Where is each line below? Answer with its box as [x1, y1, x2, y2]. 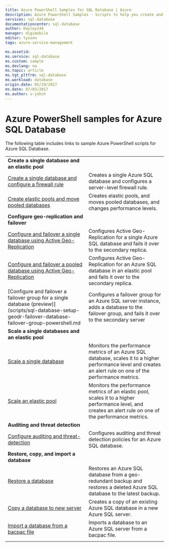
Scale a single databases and [8, 328, 79, 335]
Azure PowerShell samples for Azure [5, 113, 162, 124]
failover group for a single [8, 294, 69, 301]
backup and [114, 477, 142, 485]
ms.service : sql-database [5, 54, 59, 59]
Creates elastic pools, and [88, 192, 150, 199]
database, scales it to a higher [88, 355, 159, 362]
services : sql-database [5, 17, 55, 22]
